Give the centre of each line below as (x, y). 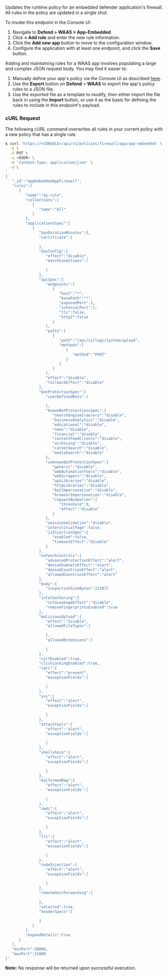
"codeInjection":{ (58, 865)
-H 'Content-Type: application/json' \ (51, 162)
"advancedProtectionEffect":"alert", (85, 561)
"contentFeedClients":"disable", (87, 439)
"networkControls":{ (60, 556)
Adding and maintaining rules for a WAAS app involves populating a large (81, 63)
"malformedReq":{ (57, 781)
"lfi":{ (47, 836)
